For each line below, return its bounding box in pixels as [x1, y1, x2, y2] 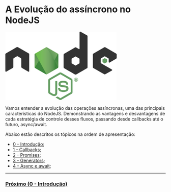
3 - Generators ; [12, 157, 45, 164]
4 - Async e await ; [12, 163, 51, 169]
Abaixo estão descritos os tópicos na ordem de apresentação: [5, 131, 136, 137]
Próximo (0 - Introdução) [5, 180, 68, 187]
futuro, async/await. [5, 122, 47, 128]
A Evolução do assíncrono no [5, 4, 131, 15]
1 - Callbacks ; [12, 147, 42, 153]
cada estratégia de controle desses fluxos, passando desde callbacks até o [5, 116, 164, 122]
